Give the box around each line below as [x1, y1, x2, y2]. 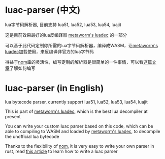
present [5, 113, 21, 119]
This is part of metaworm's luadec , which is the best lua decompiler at [5, 108, 148, 114]
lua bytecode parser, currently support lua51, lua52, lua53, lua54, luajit [5, 99, 148, 105]
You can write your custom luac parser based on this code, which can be [5, 123, 154, 129]
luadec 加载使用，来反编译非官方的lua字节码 [5, 49, 94, 54]
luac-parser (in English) [5, 83, 104, 94]
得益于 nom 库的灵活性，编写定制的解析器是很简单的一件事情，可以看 [5, 59, 144, 65]
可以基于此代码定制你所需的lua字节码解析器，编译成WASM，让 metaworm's [5, 42, 158, 48]
